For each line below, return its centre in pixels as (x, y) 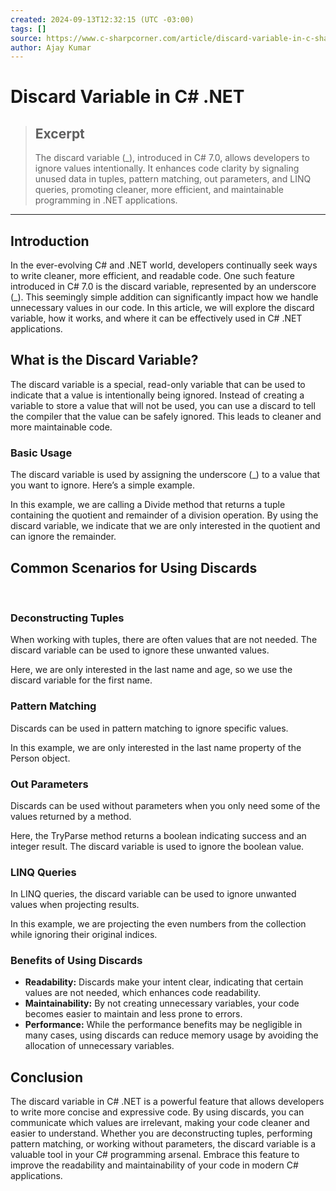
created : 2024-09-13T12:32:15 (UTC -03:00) (102, 19)
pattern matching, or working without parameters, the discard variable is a (163, 1144)
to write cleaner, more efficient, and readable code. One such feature (152, 276)
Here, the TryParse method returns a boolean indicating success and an (158, 835)
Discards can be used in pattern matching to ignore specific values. (149, 728)
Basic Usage (41, 453)
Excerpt (59, 133)
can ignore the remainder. (63, 537)
